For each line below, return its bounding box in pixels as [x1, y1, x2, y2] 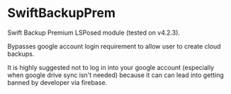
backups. [7, 49, 35, 58]
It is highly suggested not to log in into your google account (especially [7, 63, 215, 71]
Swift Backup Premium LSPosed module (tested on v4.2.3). [7, 28, 181, 37]
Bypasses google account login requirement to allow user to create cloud [7, 42, 221, 50]
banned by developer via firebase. [7, 78, 108, 86]
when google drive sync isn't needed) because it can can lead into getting [7, 71, 225, 79]
